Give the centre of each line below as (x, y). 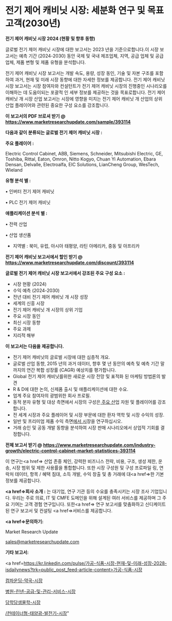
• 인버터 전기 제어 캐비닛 (30, 191)
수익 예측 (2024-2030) (36, 290)
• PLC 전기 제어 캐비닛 (28, 202)
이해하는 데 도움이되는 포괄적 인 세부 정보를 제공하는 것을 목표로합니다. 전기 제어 (85, 92)
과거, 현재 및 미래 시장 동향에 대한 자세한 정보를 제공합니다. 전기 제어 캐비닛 (90, 79)
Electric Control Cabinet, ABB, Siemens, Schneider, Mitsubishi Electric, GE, (84, 153)
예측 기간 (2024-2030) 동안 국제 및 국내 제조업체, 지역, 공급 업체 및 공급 (91, 56)
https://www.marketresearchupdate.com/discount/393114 (70, 263)
